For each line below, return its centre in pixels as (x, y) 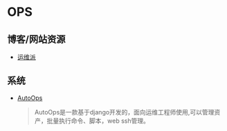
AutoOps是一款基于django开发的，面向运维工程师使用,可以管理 (124, 112)
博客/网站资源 (36, 39)
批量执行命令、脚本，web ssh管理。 (98, 121)
